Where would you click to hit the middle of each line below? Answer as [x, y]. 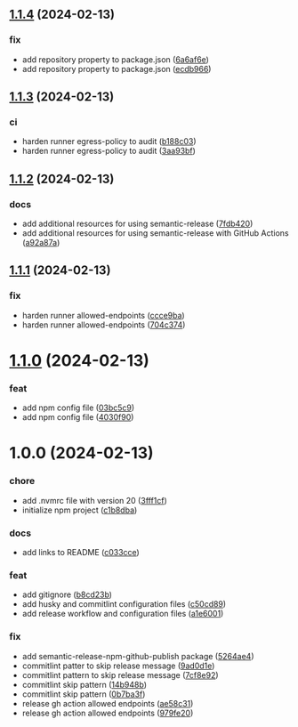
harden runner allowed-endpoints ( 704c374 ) [104, 325]
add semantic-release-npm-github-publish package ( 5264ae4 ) [138, 656]
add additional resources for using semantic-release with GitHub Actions [155, 233]
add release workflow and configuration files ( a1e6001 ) [123, 614]
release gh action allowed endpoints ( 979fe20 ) [108, 713]
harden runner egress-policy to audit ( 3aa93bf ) [109, 151]
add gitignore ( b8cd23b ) [67, 594]
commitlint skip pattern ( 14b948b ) [85, 684]
